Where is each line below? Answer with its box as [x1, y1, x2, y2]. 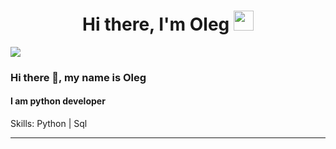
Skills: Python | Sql [10, 118, 88, 130]
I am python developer [10, 95, 106, 107]
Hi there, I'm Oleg [82, 13, 230, 36]
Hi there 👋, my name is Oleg [10, 70, 147, 84]
